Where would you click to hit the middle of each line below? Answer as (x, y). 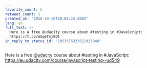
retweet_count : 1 (23, 14)
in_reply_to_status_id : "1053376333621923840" (53, 41)
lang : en (14, 23)
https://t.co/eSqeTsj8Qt (35, 37)
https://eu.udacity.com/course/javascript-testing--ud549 (63, 60)
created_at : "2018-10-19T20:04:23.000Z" (47, 18)
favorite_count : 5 (24, 9)
